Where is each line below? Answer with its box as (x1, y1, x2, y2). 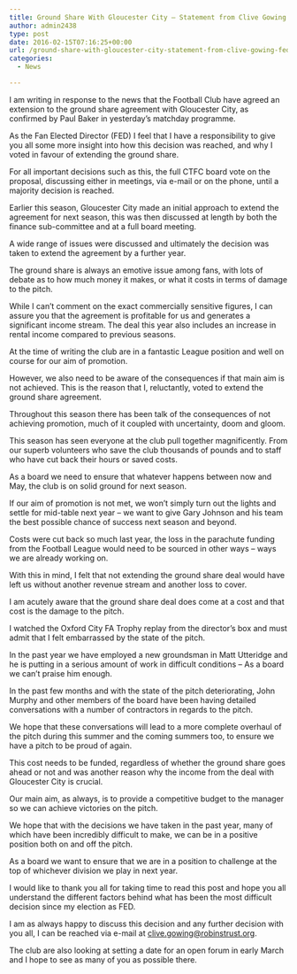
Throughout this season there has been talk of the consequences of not (9, 408, 271, 419)
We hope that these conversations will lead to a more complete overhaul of (9, 721, 282, 731)
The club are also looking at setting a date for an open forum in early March (9, 945, 285, 955)
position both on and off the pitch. (9, 839, 133, 849)
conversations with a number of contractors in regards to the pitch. (9, 704, 254, 715)
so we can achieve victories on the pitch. (9, 802, 159, 813)
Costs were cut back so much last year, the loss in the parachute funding (9, 533, 276, 545)
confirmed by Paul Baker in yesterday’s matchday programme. (9, 112, 236, 124)
